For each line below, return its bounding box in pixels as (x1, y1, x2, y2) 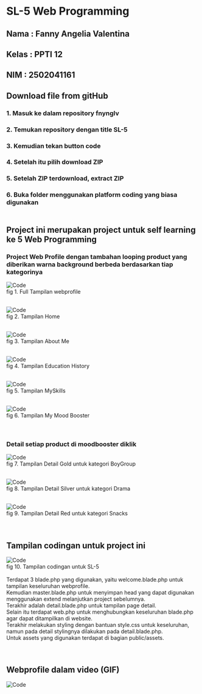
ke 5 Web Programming (6, 234, 97, 244)
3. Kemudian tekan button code (6, 141, 101, 150)
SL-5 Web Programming (6, 4, 130, 18)
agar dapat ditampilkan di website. (6, 615, 93, 622)
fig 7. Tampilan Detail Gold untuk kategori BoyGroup (6, 460, 136, 467)
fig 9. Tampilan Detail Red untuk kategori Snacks (6, 510, 128, 517)
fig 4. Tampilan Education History (6, 362, 90, 369)
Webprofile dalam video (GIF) (6, 665, 120, 675)
